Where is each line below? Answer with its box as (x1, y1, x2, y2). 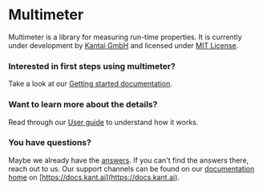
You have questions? (8, 137, 92, 148)
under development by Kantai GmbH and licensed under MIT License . (8, 40, 239, 50)
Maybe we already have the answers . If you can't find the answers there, (8, 155, 249, 165)
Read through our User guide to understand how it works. (8, 117, 199, 127)
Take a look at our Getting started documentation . (8, 79, 172, 89)
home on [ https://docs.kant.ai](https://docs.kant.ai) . (8, 172, 180, 182)
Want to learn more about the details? (8, 99, 158, 110)
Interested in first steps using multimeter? (8, 60, 176, 71)
